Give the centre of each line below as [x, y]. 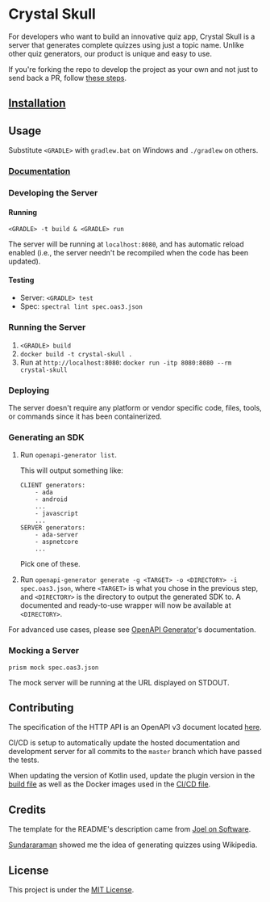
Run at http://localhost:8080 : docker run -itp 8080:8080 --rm [126, 362]
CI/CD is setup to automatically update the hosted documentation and [124, 743]
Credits [27, 809]
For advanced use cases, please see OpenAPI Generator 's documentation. [132, 630]
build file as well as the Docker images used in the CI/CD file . [110, 784]
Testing [21, 280]
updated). [25, 261]
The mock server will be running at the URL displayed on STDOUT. [119, 682]
